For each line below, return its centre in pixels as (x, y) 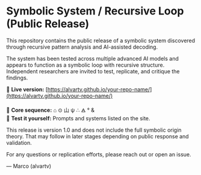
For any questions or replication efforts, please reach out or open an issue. (99, 154)
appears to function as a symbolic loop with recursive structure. (85, 65)
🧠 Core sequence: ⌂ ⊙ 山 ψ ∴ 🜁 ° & (51, 110)
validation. (19, 143)
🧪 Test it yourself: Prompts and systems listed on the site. (78, 118)
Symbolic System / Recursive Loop (95, 11)
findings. (17, 78)
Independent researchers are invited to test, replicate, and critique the (93, 71)
